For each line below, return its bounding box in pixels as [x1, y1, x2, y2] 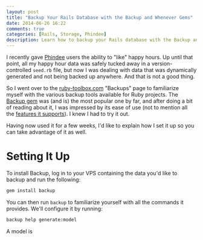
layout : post [6, 8, 39, 15]
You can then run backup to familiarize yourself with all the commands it [6, 198, 184, 206]
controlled [6, 66, 32, 73]
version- [151, 60, 173, 67]
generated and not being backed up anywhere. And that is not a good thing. [6, 73, 195, 80]
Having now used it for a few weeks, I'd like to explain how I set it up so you [6, 122, 195, 129]
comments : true [6, 25, 45, 32]
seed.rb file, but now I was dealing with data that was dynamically [33, 66, 197, 73]
